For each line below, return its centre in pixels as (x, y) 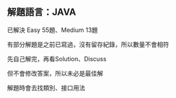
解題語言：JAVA (42, 12)
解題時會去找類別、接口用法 (46, 88)
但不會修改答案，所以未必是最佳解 (55, 73)
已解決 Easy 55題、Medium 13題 (52, 30)
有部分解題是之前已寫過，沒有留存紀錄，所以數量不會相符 (88, 44)
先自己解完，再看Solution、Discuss (57, 59)
